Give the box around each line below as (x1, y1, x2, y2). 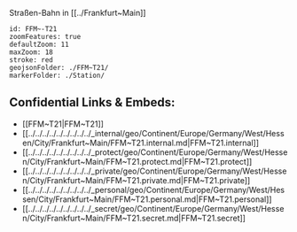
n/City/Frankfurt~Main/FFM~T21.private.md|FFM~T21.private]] (21, 174, 251, 185)
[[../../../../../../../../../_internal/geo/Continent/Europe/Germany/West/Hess (21, 128, 285, 138)
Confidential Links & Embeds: (9, 95, 176, 110)
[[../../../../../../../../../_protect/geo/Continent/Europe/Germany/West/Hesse (21, 146, 288, 158)
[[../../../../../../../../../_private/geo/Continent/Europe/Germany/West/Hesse (21, 166, 287, 176)
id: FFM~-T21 (9, 25, 58, 34)
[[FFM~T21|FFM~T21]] (21, 119, 105, 129)
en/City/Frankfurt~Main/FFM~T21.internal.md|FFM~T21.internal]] (21, 137, 260, 148)
